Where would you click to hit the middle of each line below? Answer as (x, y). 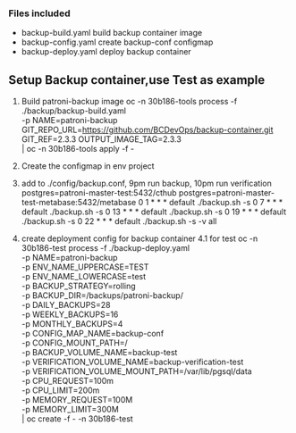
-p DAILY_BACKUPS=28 (66, 305)
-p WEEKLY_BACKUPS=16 (70, 314)
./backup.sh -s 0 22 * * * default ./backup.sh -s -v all (119, 221)
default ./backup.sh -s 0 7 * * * (226, 203)
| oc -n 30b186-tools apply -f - (78, 149)
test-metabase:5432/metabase (79, 203)
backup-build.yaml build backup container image (112, 33)
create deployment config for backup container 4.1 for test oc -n (140, 238)
